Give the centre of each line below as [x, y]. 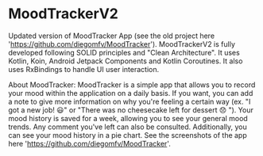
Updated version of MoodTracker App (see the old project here [112, 36]
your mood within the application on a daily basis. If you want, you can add [131, 93]
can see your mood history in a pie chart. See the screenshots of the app [128, 135]
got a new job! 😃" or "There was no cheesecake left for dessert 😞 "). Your [131, 110]
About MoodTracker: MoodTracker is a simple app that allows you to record [132, 85]
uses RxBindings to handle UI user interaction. [84, 69]
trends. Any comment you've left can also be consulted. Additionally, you [128, 127]
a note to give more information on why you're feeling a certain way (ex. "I [130, 101]
